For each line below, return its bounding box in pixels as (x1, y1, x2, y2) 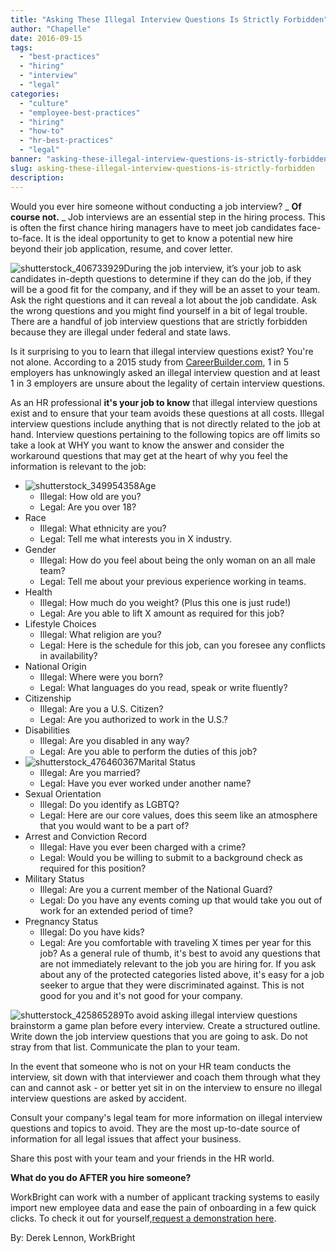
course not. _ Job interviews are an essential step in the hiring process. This (10, 211, 326, 223)
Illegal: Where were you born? (39, 671, 164, 683)
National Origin (24, 660, 87, 672)
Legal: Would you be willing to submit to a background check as (39, 851, 303, 863)
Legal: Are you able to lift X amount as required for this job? (39, 607, 285, 619)
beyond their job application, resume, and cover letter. (10, 242, 233, 255)
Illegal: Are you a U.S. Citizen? (39, 702, 164, 715)
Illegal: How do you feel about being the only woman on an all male (39, 554, 316, 566)
